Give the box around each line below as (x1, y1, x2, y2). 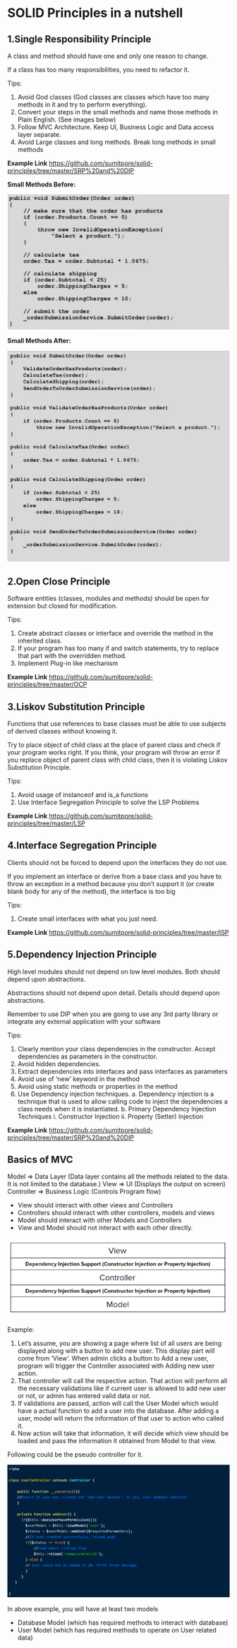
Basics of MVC (7, 1153, 73, 1166)
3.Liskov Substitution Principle (7, 700, 146, 712)
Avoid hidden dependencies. (17, 1059, 101, 1068)
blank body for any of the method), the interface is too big (7, 887, 176, 895)
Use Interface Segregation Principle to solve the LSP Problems (17, 798, 200, 806)
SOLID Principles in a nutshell (7, 5, 183, 21)
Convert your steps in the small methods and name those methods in (17, 108, 219, 116)
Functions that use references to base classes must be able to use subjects (7, 719, 226, 728)
